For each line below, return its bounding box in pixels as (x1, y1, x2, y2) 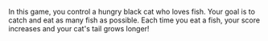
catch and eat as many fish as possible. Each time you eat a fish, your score (8, 15, 260, 25)
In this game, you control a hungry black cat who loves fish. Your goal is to (8, 7, 256, 16)
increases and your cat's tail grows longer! (8, 24, 150, 33)
